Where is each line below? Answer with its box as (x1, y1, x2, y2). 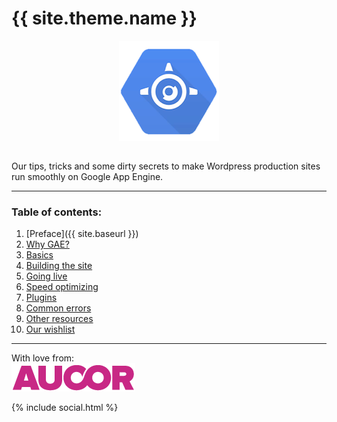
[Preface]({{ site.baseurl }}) (25, 228, 139, 240)
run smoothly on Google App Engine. (11, 170, 164, 182)
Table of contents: (11, 205, 103, 219)
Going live (25, 270, 68, 282)
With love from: (11, 352, 75, 364)
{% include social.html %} (11, 402, 119, 414)
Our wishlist (25, 323, 76, 336)
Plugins (25, 292, 58, 304)
